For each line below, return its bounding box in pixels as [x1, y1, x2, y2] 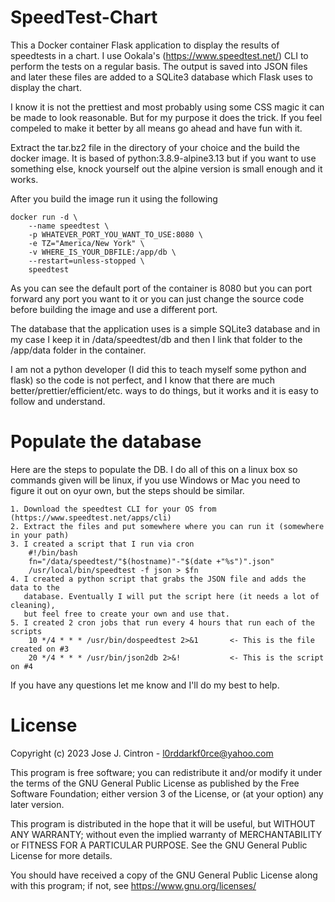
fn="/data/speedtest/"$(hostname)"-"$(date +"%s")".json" [28, 556, 275, 566]
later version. [10, 798, 65, 810]
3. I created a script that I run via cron [10, 539, 195, 549]
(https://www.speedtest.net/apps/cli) [10, 512, 172, 523]
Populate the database [10, 431, 202, 453]
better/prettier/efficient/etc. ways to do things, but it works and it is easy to [10, 384, 319, 396]
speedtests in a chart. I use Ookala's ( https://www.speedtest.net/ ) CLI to [10, 49, 309, 61]
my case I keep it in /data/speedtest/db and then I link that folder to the [10, 333, 303, 345]
